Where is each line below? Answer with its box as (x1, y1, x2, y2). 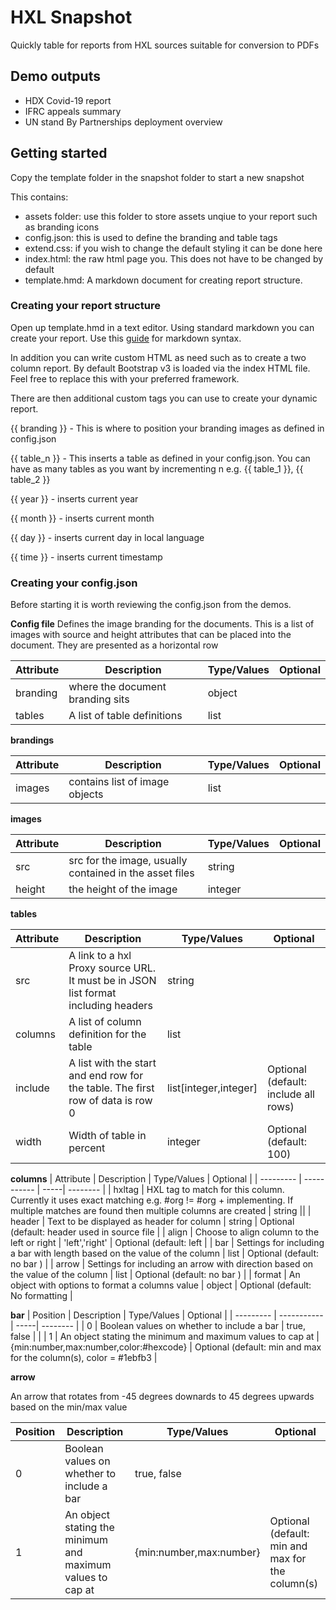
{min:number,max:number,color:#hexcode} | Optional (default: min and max (10, 1341, 322, 1353)
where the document (68, 680, 167, 694)
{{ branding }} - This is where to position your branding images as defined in (10, 422, 325, 434)
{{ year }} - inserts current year (10, 492, 139, 505)
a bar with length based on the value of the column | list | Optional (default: (10, 1247, 320, 1260)
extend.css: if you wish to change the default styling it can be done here (24, 242, 323, 254)
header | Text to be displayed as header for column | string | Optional (10, 1216, 295, 1228)
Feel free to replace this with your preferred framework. (10, 372, 240, 385)
